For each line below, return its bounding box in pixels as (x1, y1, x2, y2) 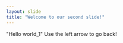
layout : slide (6, 8, 42, 15)
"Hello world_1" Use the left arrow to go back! (6, 30, 117, 37)
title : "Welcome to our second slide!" (6, 14, 105, 20)
